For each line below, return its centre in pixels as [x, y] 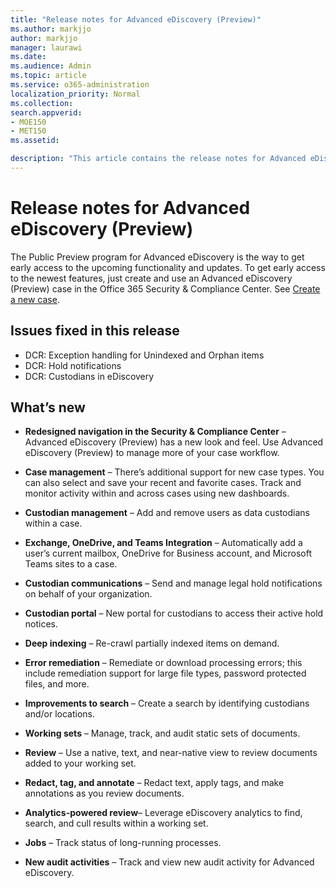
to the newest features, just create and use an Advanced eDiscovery [151, 278]
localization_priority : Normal [75, 94]
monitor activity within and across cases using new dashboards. [157, 493]
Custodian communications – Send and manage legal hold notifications [173, 583]
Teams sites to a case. [71, 564]
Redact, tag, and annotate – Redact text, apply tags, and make [154, 783]
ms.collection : [42, 103]
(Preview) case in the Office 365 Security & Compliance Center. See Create [165, 288]
